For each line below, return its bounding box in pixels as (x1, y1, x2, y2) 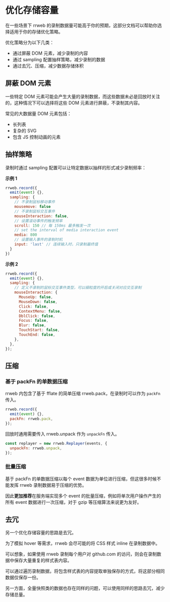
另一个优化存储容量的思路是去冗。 (5, 530, 76, 536)
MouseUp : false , (18, 294, 53, 300)
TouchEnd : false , (18, 332, 56, 337)
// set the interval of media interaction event (14, 228, 119, 233)
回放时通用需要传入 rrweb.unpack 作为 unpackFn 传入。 (5, 431, 120, 437)
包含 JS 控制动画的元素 (12, 134, 61, 140)
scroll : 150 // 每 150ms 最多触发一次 (14, 223, 91, 228)
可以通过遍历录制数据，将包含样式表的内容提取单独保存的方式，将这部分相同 (5, 568, 165, 574)
